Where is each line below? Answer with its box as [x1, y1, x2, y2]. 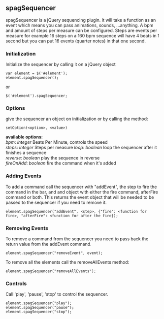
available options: [5, 134, 43, 140]
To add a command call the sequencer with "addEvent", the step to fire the [5, 184, 157, 190]
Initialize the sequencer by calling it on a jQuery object [5, 62, 116, 67]
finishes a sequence [5, 150, 47, 156]
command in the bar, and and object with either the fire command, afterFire [5, 189, 158, 195]
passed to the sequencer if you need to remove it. [5, 199, 107, 205]
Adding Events [5, 172, 41, 179]
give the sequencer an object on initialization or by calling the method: [5, 116, 148, 122]
